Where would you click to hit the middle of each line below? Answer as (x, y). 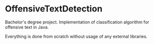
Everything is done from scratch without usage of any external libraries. (76, 36)
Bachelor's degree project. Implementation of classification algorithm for (77, 22)
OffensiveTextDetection (54, 9)
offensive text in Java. (27, 27)
